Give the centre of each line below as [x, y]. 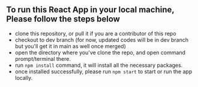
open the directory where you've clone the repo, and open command [100, 52]
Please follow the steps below [63, 19]
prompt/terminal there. [43, 58]
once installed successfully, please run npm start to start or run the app [103, 72]
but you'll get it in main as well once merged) [70, 46]
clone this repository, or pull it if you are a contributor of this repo [95, 33]
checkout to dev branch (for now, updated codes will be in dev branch [102, 40]
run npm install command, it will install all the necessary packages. [99, 65]
